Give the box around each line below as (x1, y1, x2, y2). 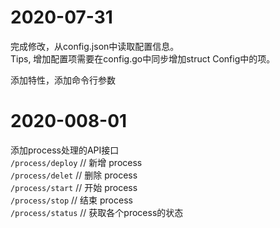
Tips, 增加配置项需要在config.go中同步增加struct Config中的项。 (10, 52, 276, 65)
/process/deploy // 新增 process (10, 156, 143, 168)
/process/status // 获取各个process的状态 (10, 206, 184, 218)
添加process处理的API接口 (10, 144, 120, 156)
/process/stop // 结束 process (10, 194, 133, 206)
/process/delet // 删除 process (10, 169, 138, 181)
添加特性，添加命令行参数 (10, 74, 116, 86)
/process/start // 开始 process (10, 181, 138, 193)
